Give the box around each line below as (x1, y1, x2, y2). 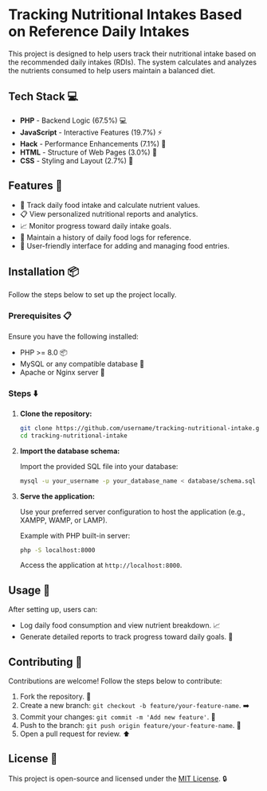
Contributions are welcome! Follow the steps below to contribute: (8, 676, 222, 686)
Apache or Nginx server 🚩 (19, 367, 105, 377)
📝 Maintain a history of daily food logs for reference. (19, 233, 191, 242)
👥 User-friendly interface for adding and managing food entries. (19, 241, 230, 250)
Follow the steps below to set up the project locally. (8, 290, 177, 300)
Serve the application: (19, 491, 96, 501)
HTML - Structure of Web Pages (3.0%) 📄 (19, 147, 158, 157)
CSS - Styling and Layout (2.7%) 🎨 (19, 155, 134, 165)
